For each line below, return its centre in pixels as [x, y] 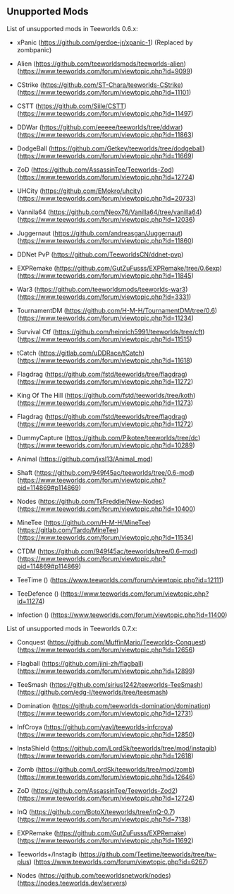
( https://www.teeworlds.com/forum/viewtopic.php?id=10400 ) [106, 509]
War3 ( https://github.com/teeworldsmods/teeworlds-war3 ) [102, 289]
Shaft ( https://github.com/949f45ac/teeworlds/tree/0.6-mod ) [105, 472]
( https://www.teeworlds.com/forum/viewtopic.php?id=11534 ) [105, 537]
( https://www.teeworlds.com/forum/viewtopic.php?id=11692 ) [105, 840]
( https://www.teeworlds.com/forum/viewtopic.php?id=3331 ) [104, 297]
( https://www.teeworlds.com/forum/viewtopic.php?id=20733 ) [106, 198]
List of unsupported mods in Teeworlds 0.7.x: [72, 628]
